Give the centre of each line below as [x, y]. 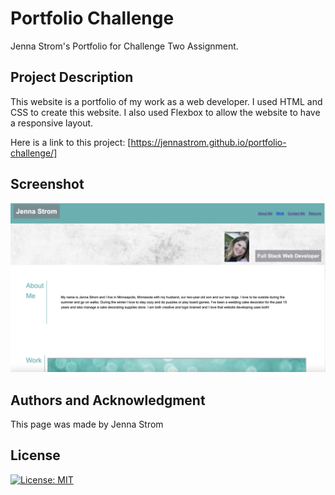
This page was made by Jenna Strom [87, 424]
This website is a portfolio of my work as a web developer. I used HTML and [166, 101]
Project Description [72, 77]
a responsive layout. [52, 123]
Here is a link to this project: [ [71, 142]
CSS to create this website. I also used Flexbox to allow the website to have [165, 112]
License [35, 455]
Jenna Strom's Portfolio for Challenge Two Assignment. [124, 46]
